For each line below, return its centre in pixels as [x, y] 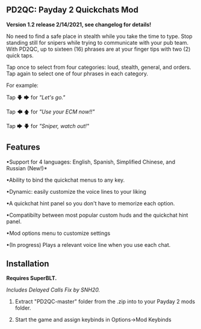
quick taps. [20, 55]
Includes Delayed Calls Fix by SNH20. [53, 290]
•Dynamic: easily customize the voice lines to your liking [76, 191]
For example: [23, 85]
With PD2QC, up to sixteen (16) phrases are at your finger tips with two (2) [98, 49]
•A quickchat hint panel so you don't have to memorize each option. [91, 203]
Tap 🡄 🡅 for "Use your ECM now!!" [51, 112]
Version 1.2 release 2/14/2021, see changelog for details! [79, 24]
